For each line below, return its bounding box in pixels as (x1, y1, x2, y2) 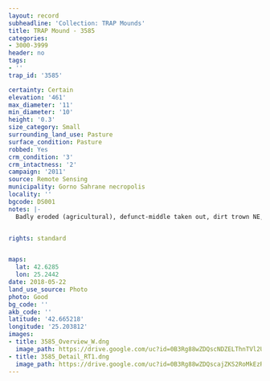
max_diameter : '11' (8, 101, 74, 109)
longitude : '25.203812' (8, 322, 88, 331)
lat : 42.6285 (15, 263, 59, 271)
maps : (8, 256, 27, 264)
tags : (8, 57, 27, 65)
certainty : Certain (8, 86, 74, 94)
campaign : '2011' (8, 168, 67, 176)
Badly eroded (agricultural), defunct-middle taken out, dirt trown (15, 213, 250, 221)
